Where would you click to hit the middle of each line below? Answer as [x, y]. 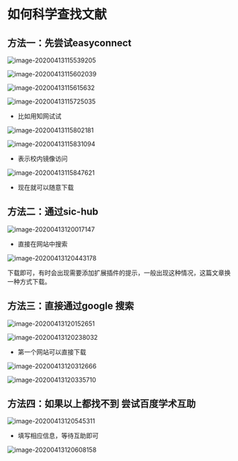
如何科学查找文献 [57, 15]
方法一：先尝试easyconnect [69, 43]
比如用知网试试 [39, 116]
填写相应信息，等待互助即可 [58, 436]
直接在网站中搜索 [42, 244]
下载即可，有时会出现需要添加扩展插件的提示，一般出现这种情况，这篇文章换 [119, 273]
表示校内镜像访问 [42, 159]
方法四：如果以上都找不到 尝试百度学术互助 [102, 404]
